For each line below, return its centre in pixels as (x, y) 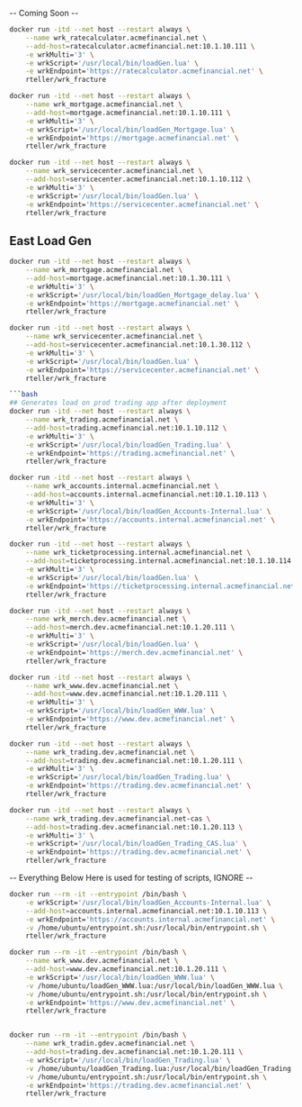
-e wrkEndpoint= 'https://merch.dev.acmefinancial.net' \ (134, 652)
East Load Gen (51, 241)
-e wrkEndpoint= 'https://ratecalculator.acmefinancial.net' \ (144, 71)
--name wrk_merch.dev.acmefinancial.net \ (106, 619)
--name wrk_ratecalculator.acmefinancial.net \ (116, 38)
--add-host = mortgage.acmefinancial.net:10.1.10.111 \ (128, 113)
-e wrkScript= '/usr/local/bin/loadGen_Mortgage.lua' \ (130, 130)
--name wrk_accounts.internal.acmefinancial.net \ (122, 486)
